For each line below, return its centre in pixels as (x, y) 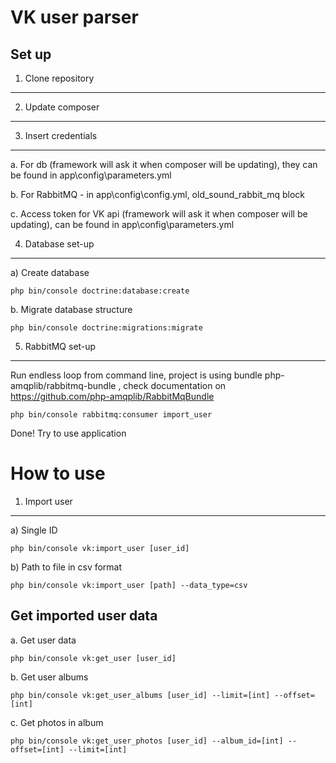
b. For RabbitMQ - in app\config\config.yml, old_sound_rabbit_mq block (158, 194)
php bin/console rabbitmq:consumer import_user (111, 415)
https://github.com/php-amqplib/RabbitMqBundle (112, 396)
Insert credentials (61, 135)
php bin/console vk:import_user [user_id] (100, 548)
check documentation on (175, 385)
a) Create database (50, 272)
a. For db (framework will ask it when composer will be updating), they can (164, 164)
